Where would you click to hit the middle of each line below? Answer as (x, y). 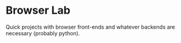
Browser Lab (38, 10)
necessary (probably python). (43, 33)
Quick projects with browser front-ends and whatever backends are (90, 27)
